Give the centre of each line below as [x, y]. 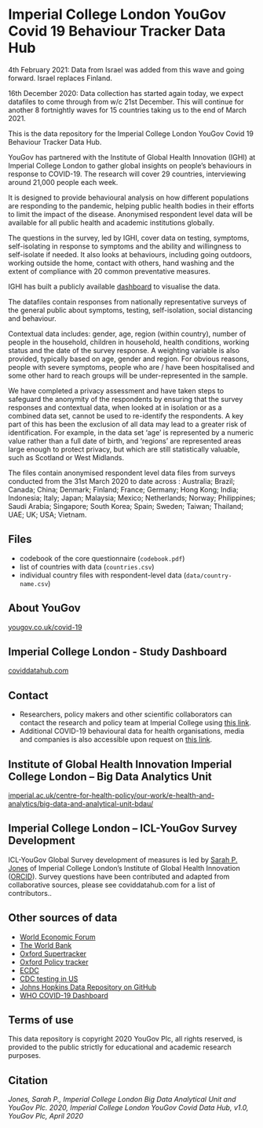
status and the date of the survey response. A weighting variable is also [124, 350]
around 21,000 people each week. [63, 182]
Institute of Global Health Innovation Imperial [120, 764]
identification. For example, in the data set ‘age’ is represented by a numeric [131, 432]
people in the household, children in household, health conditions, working [129, 342]
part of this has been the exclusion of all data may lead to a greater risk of [128, 424]
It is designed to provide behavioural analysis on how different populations [129, 197]
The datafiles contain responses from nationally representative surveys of [128, 301]
